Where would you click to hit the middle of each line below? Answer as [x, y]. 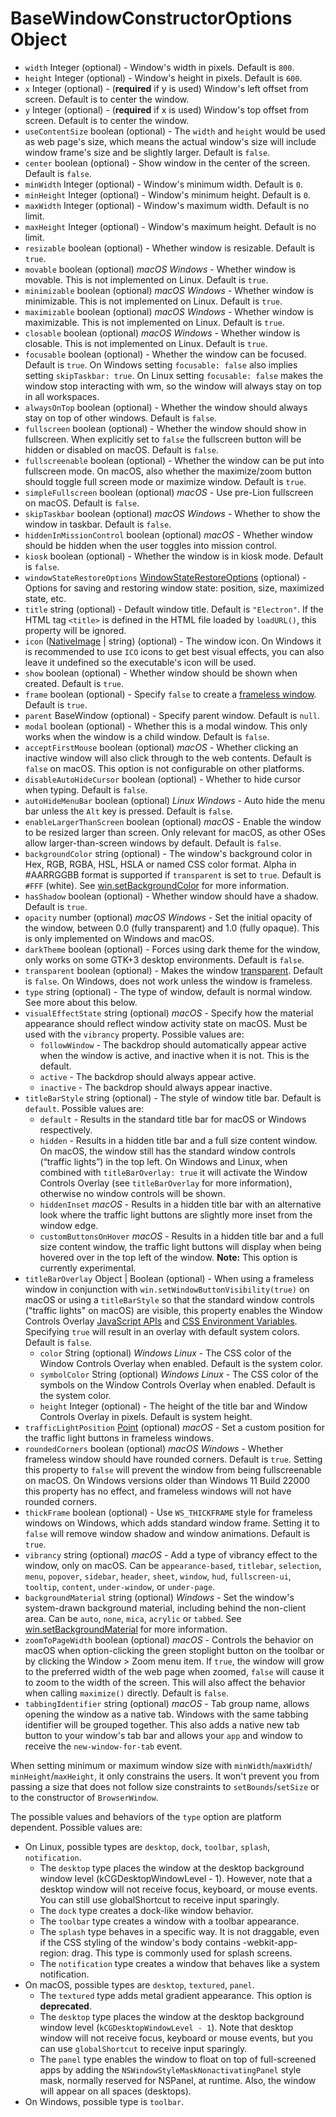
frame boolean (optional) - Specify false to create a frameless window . [170, 694]
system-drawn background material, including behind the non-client [165, 1608]
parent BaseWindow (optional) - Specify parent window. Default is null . [172, 715]
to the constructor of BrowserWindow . [84, 1797]
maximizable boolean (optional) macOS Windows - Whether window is [169, 311]
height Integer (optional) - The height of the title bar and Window [173, 1406]
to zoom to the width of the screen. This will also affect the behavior [165, 1682]
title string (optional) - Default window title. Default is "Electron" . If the [174, 609]
